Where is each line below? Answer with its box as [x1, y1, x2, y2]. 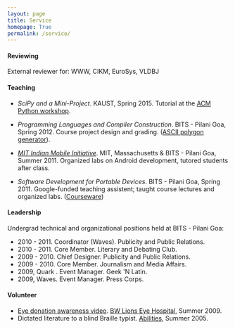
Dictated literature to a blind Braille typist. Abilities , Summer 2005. [17, 314, 209, 323]
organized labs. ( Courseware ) [17, 192, 104, 200]
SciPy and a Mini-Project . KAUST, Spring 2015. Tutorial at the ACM [17, 99, 211, 108]
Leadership [7, 208, 42, 217]
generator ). [17, 135, 51, 143]
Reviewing [7, 51, 39, 60]
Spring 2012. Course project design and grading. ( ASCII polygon [17, 127, 204, 136]
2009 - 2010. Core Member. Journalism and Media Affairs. [17, 259, 187, 268]
